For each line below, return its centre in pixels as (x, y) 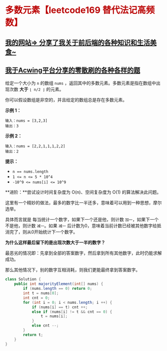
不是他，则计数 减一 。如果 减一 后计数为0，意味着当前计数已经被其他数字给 (81, 226)
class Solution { (23, 279)
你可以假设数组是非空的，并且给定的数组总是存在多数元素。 (66, 100)
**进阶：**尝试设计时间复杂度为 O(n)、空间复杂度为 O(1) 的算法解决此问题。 (83, 192)
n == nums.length (30, 172)
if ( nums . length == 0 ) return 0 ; (58, 289)
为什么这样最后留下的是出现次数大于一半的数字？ (55, 243)
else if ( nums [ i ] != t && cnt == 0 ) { (72, 312)
